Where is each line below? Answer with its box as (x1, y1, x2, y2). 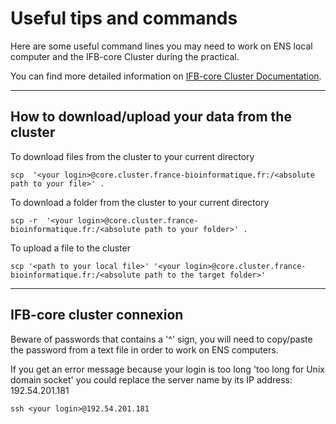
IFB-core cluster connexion (10, 307, 184, 324)
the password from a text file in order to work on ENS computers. (10, 343, 279, 356)
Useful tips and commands (10, 7, 238, 30)
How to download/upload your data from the (10, 108, 292, 126)
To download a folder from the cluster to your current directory (10, 196, 270, 208)
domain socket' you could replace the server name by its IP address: (10, 373, 293, 386)
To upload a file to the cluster (10, 242, 131, 254)
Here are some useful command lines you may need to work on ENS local (10, 40, 313, 52)
